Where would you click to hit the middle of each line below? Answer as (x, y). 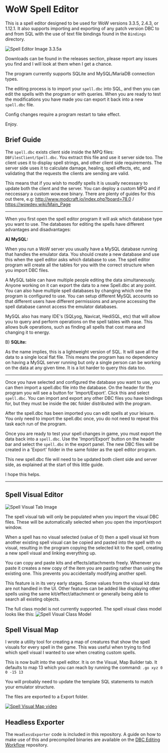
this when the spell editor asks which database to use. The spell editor (78, 259)
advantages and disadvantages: (38, 229)
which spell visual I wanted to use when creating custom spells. (71, 653)
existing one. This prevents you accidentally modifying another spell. (76, 573)
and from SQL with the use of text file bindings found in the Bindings (76, 34)
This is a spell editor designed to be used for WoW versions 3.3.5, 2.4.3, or (82, 23)
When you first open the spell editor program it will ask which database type (84, 219)
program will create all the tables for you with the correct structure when (80, 265)
